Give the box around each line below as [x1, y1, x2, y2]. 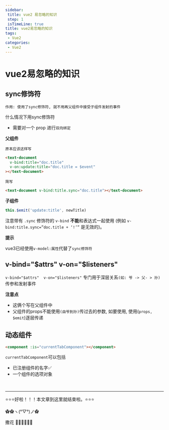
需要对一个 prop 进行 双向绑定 [12, 125, 71, 131]
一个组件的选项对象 [12, 371, 53, 377]
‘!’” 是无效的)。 [70, 224, 105, 230]
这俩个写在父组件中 [12, 302, 53, 308]
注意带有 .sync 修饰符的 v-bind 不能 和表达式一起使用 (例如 [5, 217, 126, 223]
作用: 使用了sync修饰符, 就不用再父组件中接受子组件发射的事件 [5, 104, 121, 109]
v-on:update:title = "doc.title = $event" [10, 164, 96, 169]
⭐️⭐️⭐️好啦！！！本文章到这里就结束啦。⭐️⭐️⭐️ [5, 396, 95, 402]
